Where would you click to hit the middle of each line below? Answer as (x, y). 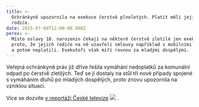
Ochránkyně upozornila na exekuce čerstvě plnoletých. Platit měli (97, 17)
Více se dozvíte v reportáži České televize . (62, 98)
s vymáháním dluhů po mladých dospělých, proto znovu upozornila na (92, 79)
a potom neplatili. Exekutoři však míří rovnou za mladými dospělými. (100, 50)
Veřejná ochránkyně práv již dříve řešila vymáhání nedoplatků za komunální (98, 67)
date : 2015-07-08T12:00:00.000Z (46, 28)
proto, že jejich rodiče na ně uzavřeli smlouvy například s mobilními (102, 45)
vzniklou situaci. (26, 86)
